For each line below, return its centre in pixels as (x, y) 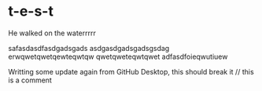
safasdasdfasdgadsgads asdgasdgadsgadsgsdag (89, 48)
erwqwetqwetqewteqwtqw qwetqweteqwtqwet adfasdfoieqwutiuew (118, 56)
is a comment (30, 80)
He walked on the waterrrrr (52, 33)
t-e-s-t (31, 11)
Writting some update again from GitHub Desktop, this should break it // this (131, 71)
